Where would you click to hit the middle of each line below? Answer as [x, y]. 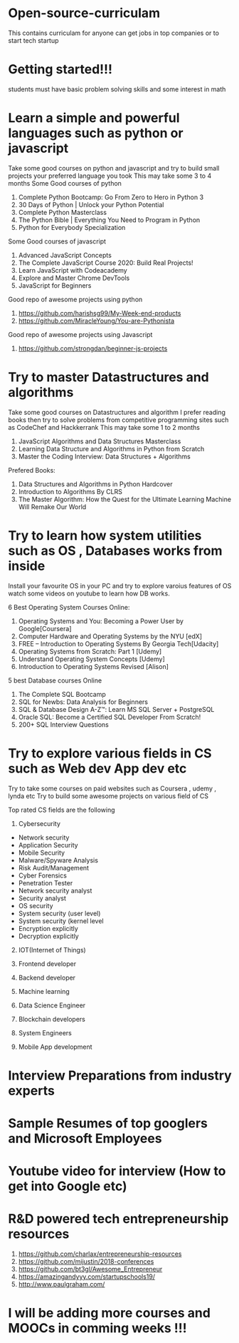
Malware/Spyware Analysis [58, 860]
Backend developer [47, 977]
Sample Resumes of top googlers [108, 1123]
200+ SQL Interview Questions [63, 724]
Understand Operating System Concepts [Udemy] [92, 659]
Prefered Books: [32, 470]
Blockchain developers [52, 1019]
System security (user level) [59, 913]
